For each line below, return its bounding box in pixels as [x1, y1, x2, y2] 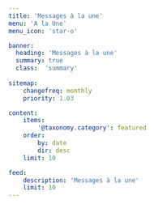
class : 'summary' [15, 64, 79, 73]
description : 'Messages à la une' [23, 176, 139, 185]
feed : [8, 168, 27, 176]
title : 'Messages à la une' [8, 11, 104, 20]
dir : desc [37, 147, 71, 155]
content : [8, 108, 38, 117]
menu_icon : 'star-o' [8, 27, 79, 35]
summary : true [15, 57, 63, 65]
